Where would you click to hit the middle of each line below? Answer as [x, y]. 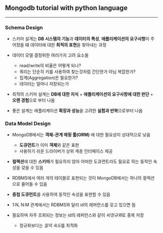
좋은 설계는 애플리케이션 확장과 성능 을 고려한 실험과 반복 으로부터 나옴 [77, 111]
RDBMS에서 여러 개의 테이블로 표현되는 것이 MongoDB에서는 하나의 [77, 178]
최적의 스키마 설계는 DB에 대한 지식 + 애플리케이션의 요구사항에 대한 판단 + [83, 94]
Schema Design [24, 27]
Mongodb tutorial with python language [66, 8]
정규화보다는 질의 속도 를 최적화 [49, 226]
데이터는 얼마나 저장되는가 [44, 84]
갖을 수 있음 [32, 168]
